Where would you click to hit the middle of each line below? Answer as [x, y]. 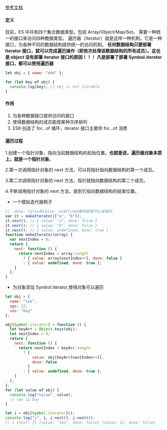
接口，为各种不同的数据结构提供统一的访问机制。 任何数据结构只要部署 [78, 45]
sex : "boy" [21, 311]
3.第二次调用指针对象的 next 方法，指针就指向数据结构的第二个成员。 [76, 181]
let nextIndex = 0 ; [30, 334]
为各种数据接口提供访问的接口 [43, 115]
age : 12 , [19, 306]
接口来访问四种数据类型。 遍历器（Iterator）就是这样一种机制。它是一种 [88, 38]
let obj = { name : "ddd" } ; [35, 73]
